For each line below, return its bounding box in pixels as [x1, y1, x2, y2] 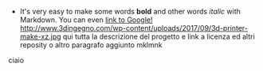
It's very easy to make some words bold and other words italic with [19, 7, 241, 16]
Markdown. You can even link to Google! [19, 15, 153, 24]
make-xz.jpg [19, 32, 61, 41]
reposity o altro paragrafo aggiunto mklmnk [19, 40, 163, 50]
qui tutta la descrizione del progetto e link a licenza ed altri [62, 32, 255, 41]
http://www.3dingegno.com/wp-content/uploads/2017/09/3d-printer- [19, 24, 249, 32]
